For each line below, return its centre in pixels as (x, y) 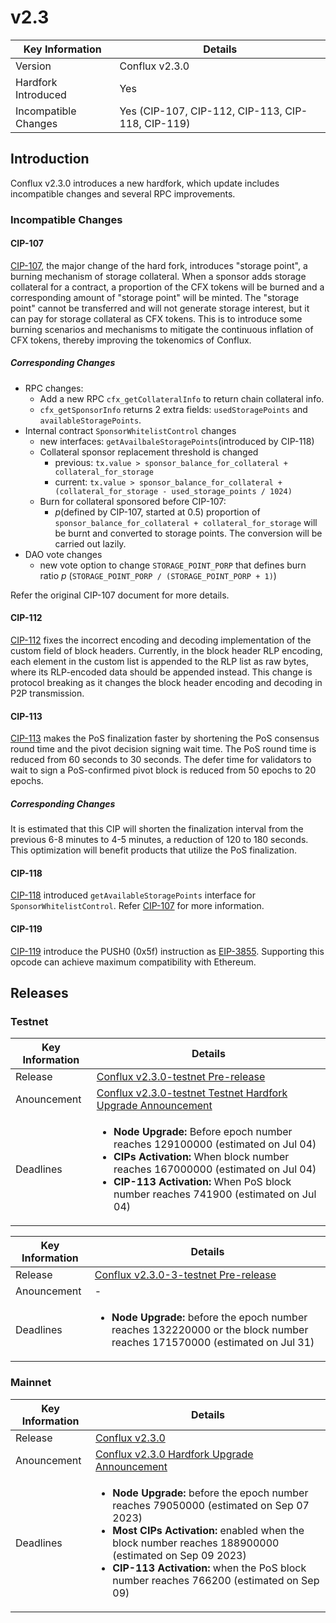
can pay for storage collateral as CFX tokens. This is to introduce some (156, 318)
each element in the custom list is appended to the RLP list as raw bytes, (159, 662)
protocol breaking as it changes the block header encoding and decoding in (166, 683)
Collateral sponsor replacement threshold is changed (149, 452)
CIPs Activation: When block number (201, 1157)
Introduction (50, 159)
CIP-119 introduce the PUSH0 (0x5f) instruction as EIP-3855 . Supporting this (167, 951)
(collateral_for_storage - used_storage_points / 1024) (173, 491)
